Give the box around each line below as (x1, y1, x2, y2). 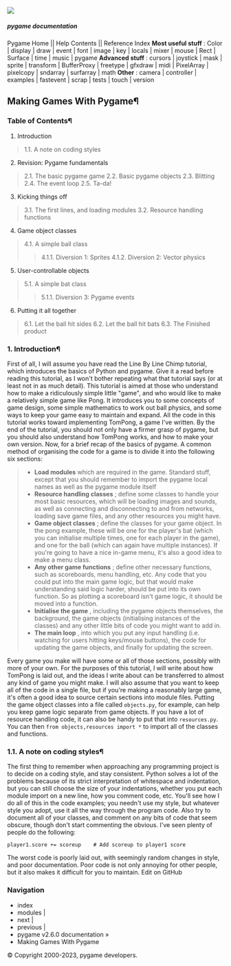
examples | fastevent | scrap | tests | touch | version (7, 76, 155, 84)
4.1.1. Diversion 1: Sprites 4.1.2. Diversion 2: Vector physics (41, 253, 206, 261)
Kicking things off (16, 193, 67, 201)
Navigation (7, 886, 45, 895)
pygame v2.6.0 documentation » (16, 930, 109, 938)
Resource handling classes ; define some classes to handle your (34, 490, 219, 498)
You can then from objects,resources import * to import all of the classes (7, 722, 219, 730)
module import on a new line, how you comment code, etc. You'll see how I (7, 791, 220, 800)
